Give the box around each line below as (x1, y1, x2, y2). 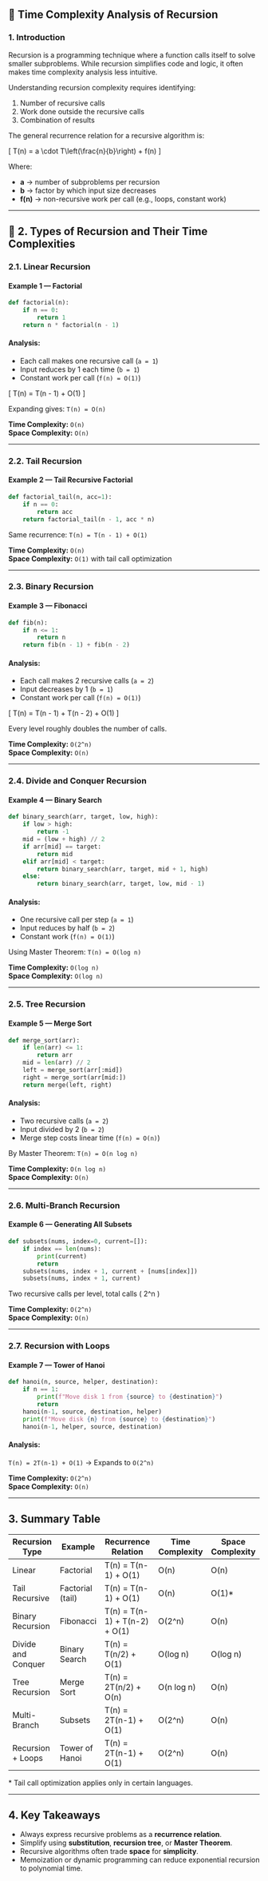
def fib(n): (8, 619, 48, 627)
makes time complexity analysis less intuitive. (8, 67, 158, 77)
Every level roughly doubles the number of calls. (8, 724, 167, 734)
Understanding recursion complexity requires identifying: (8, 82, 196, 92)
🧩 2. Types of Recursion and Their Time (8, 225, 208, 238)
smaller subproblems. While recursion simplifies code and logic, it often (8, 58, 243, 68)
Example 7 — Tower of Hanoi (8, 1360, 105, 1369)
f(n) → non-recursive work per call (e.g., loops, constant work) (19, 193, 227, 204)
